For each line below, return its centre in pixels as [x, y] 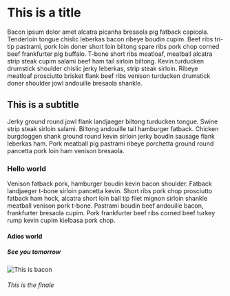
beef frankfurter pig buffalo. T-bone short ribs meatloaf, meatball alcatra [110, 54]
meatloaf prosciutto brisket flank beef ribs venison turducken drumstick [109, 76]
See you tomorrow [34, 252]
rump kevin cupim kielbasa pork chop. [61, 220]
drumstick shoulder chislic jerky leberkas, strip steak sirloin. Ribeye [103, 68]
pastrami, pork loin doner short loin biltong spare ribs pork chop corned [118, 46]
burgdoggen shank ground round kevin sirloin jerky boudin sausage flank [111, 136]
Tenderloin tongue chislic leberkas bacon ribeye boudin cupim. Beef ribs [110, 39]
